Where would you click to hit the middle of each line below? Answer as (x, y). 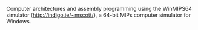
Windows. (19, 21)
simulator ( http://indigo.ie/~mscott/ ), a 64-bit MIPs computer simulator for (99, 15)
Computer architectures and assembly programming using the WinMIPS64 (99, 9)
